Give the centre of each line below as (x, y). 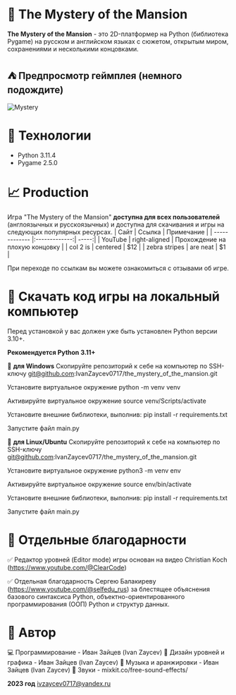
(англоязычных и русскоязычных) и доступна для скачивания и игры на (116, 224)
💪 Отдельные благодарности (97, 540)
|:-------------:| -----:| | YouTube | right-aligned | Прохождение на (129, 239)
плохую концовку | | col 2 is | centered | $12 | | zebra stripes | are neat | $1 (117, 247)
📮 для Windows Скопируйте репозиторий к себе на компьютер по (107, 365)
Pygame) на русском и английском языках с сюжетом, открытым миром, (118, 41)
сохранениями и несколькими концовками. (73, 49)
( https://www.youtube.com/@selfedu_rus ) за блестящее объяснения (108, 589)
